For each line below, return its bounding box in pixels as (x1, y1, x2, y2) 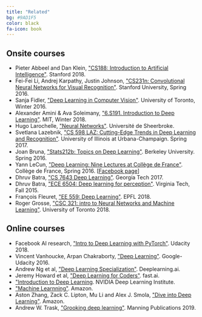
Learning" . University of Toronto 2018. (15, 206, 110, 213)
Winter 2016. (15, 103, 47, 110)
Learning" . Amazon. (15, 298, 65, 305)
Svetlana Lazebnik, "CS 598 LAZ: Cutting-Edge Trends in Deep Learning (15, 128, 196, 136)
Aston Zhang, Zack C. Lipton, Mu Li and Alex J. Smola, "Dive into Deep (15, 291, 192, 298)
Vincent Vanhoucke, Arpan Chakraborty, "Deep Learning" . (15, 252, 161, 259)
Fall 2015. (15, 187, 39, 194)
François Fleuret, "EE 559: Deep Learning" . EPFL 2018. (15, 193, 152, 201)
